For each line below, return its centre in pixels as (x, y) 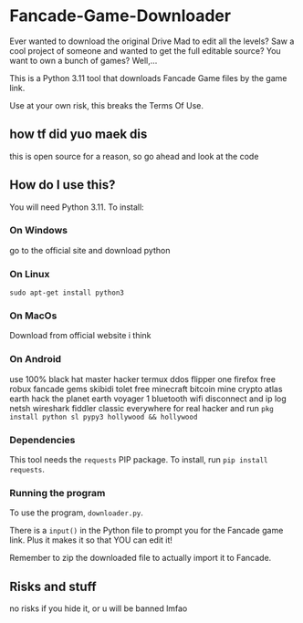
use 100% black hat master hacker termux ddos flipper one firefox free (143, 379)
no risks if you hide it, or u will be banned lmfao (99, 608)
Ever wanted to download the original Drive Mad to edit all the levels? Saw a (152, 41)
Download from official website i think (81, 336)
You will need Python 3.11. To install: (77, 207)
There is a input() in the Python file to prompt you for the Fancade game (146, 531)
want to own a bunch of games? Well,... (84, 60)
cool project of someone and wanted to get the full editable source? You (145, 50)
